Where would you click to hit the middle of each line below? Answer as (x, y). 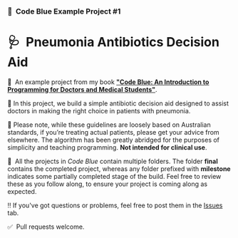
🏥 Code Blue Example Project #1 (64, 11)
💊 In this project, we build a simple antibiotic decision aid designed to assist (118, 103)
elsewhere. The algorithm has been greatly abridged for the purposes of (113, 140)
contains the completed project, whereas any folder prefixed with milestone (119, 169)
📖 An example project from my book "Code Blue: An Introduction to (108, 82)
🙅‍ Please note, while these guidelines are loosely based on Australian (109, 125)
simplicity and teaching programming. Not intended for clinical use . (107, 147)
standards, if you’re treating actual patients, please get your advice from (113, 132)
